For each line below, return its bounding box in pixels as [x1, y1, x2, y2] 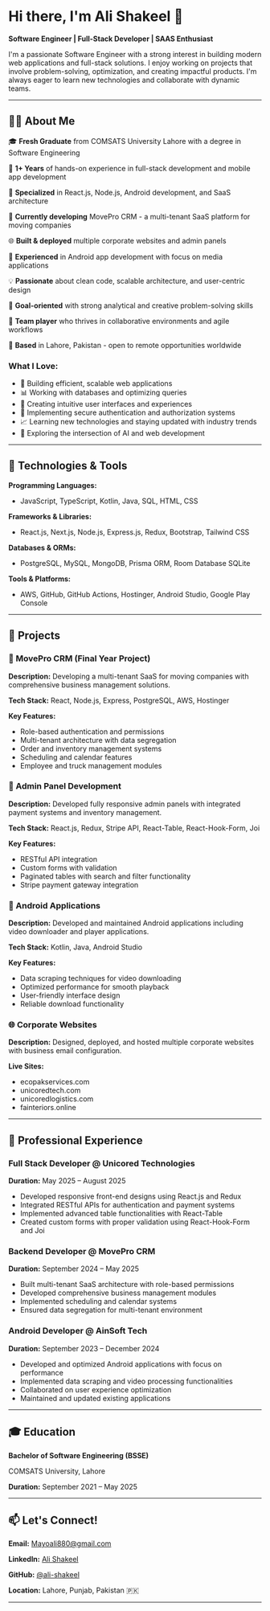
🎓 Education [8, 1425, 76, 1439]
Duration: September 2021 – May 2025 [8, 1482, 138, 1491]
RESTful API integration [19, 854, 98, 863]
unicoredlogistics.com [19, 1094, 94, 1104]
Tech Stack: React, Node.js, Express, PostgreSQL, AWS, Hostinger [8, 695, 230, 705]
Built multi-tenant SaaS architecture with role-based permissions [19, 1280, 235, 1289]
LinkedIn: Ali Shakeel [8, 1555, 79, 1564]
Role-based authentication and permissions [19, 727, 165, 736]
